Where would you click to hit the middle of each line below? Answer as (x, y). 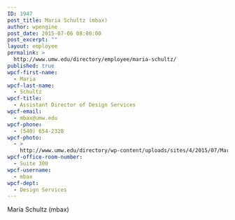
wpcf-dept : (23, 183)
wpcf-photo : (24, 137)
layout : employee (33, 46)
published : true (31, 66)
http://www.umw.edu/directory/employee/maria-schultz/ (95, 60)
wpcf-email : (24, 111)
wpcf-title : (24, 99)
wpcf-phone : (24, 124)
